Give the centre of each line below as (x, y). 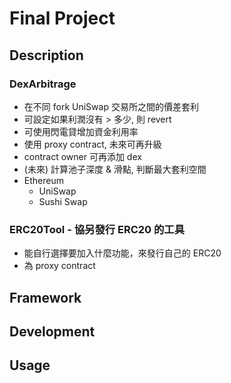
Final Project (62, 18)
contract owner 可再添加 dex (82, 156)
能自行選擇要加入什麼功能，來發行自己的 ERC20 (122, 253)
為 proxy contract (59, 266)
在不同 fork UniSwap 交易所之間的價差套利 (111, 106)
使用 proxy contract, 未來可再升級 (92, 144)
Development (52, 331)
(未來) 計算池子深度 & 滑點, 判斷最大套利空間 (115, 169)
